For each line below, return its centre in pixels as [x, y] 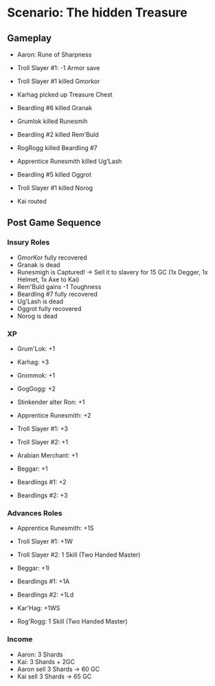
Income [20, 639]
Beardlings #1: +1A [43, 581]
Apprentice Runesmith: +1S [55, 528]
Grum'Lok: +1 [36, 348]
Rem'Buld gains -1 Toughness [59, 286]
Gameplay [30, 38]
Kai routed [32, 201]
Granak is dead [38, 265]
